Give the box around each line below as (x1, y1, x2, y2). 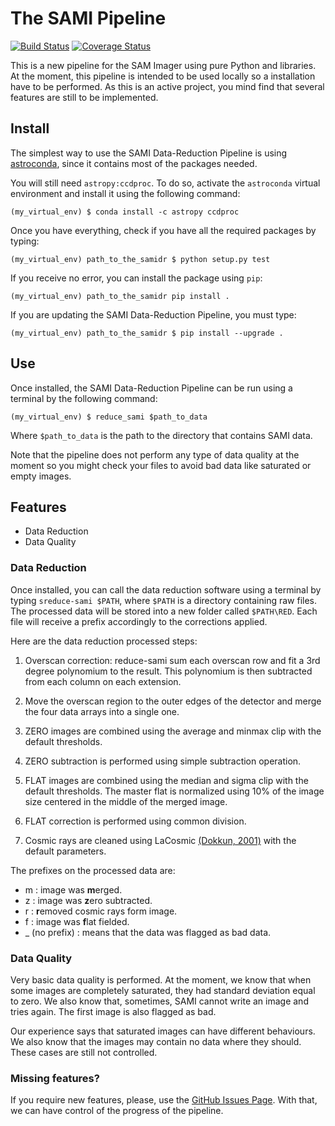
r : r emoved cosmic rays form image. (24, 905, 178, 917)
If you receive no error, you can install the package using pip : (10, 272, 263, 284)
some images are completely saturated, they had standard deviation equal (10, 984, 316, 996)
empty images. (10, 470, 72, 482)
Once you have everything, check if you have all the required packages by (10, 224, 317, 236)
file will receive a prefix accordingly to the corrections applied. (10, 615, 268, 627)
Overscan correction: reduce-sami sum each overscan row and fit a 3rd (24, 654, 321, 666)
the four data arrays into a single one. (24, 705, 180, 717)
